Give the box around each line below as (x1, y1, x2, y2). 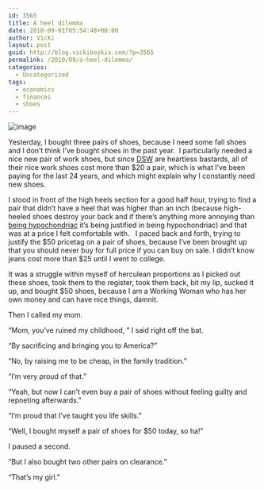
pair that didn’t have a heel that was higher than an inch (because (8, 203, 222, 213)
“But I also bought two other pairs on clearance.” (8, 457, 168, 467)
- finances (15, 93, 52, 101)
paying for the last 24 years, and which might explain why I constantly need (8, 172, 255, 181)
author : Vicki (8, 33, 55, 42)
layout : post (8, 41, 52, 49)
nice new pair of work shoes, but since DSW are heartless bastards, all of (8, 154, 248, 164)
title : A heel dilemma (8, 19, 83, 27)
